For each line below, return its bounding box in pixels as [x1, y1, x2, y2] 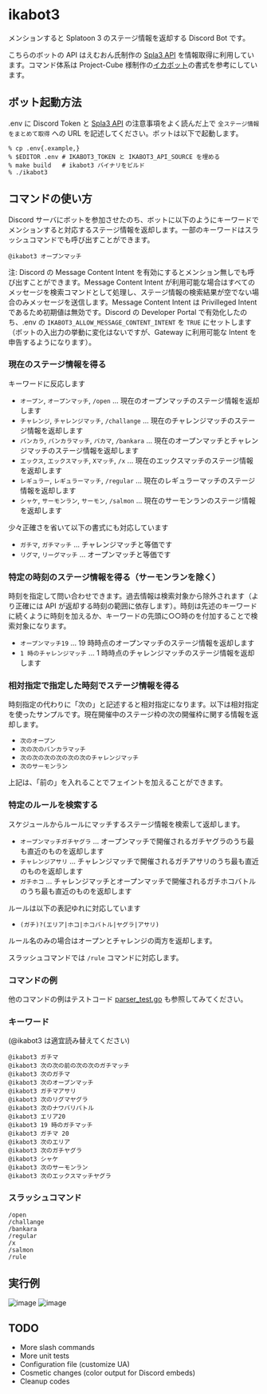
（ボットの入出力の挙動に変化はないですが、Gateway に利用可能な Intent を [8, 327, 257, 337]
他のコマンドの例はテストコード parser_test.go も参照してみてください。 [8, 994, 248, 1004]
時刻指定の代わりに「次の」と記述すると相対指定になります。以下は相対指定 [8, 699, 259, 709]
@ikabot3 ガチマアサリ [8, 1087, 77, 1096]
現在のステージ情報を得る [8, 359, 106, 370]
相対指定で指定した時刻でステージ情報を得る [8, 680, 180, 691]
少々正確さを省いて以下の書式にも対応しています [8, 522, 169, 532]
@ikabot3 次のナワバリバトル [8, 1105, 94, 1113]
